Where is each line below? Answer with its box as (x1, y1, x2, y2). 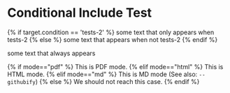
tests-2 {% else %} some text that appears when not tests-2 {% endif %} (7, 35, 218, 43)
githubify (7, 78, 36, 85)
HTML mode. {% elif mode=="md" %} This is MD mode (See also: (7, 70, 198, 78)
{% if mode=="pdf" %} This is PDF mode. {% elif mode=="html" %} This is (7, 62, 224, 71)
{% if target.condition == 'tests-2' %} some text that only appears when (7, 28, 215, 36)
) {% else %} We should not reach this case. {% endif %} (35, 77, 200, 85)
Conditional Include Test (7, 5, 152, 21)
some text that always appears (7, 49, 96, 57)
